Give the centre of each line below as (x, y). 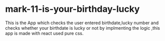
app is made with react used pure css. (44, 33)
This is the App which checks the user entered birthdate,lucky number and (82, 23)
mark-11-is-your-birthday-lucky (73, 9)
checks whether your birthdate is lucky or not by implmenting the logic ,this (83, 28)
